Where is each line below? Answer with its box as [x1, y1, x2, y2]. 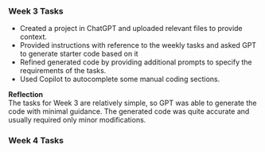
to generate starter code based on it [19, 49, 138, 59]
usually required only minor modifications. [8, 115, 146, 125]
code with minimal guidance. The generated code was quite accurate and [8, 107, 250, 116]
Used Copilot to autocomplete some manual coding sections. [19, 74, 220, 84]
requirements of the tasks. [19, 66, 107, 76]
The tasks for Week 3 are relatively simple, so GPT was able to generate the [8, 98, 257, 108]
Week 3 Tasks [8, 6, 64, 17]
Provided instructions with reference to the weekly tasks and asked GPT [19, 41, 257, 50]
